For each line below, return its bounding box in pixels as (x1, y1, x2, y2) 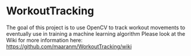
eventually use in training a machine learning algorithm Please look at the (6, 30, 186, 37)
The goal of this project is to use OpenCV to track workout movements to (6, 24, 186, 31)
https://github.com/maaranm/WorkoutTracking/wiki (6, 43, 132, 50)
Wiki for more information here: (6, 36, 83, 43)
